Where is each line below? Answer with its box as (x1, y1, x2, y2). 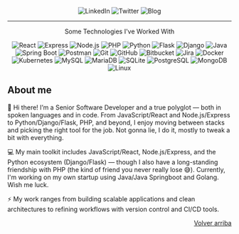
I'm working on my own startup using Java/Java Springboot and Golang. (7, 173, 219, 181)
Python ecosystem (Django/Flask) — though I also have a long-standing (7, 157, 218, 166)
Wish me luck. (7, 180, 49, 188)
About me (7, 84, 52, 96)
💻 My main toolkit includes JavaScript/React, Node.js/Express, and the (7, 147, 216, 156)
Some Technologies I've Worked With (64, 27, 175, 36)
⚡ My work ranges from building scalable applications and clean (7, 194, 196, 203)
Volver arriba (193, 218, 232, 227)
